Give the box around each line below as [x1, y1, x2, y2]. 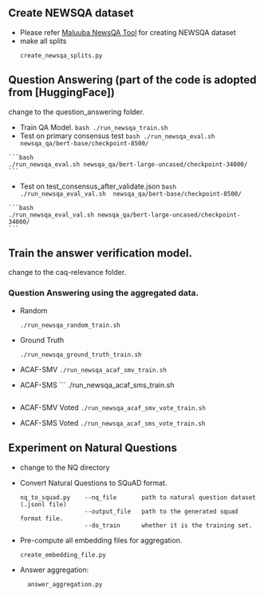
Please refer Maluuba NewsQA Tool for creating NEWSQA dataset [19, 27, 237, 37]
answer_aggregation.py [27, 580, 103, 588]
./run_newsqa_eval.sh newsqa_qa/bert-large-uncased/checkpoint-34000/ [8, 160, 248, 169]
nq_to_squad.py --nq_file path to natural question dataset [19, 493, 257, 502]
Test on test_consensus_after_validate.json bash [19, 181, 177, 191]
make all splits [19, 36, 67, 46]
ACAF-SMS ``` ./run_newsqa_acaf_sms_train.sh [19, 379, 175, 390]
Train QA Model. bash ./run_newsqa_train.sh [19, 122, 168, 132]
